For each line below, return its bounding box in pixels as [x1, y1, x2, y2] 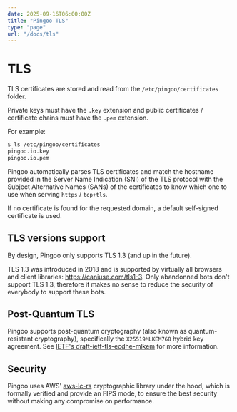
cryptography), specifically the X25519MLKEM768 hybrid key [34, 334, 204, 343]
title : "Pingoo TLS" [7, 17, 69, 24]
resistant [7, 334, 34, 343]
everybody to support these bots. [7, 287, 106, 296]
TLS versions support [7, 232, 106, 244]
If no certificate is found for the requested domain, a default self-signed [7, 204, 219, 212]
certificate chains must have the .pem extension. [7, 113, 148, 122]
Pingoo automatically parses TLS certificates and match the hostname [7, 167, 214, 175]
